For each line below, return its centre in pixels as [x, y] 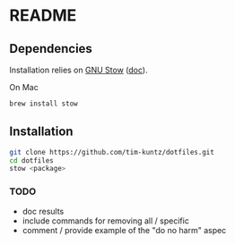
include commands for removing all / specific [106, 221]
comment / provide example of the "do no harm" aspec [124, 230]
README [43, 16]
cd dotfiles [31, 160]
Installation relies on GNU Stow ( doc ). [78, 70]
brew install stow [44, 104]
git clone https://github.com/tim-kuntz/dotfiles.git [112, 152]
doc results [43, 211]
